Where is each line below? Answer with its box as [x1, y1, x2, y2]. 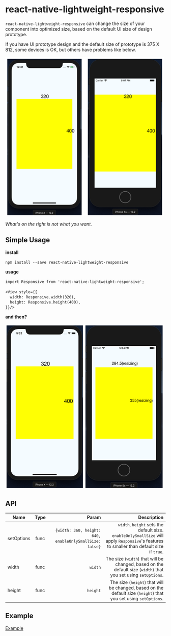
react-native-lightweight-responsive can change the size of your [5, 20, 145, 27]
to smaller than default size [106, 543, 164, 549]
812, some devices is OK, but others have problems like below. [5, 46, 136, 53]
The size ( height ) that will [110, 579, 164, 585]
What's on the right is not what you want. [5, 221, 93, 227]
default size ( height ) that [111, 590, 164, 596]
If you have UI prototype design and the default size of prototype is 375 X [5, 41, 160, 47]
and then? [5, 314, 27, 320]
